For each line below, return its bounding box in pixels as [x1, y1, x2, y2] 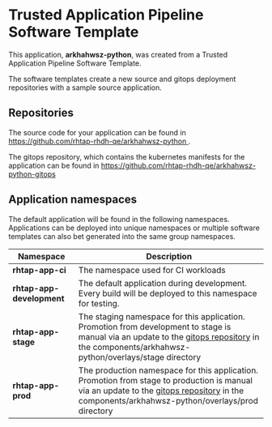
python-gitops [8, 169, 57, 179]
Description [145, 250, 193, 262]
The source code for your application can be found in [8, 127, 186, 137]
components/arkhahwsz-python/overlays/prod [78, 395, 259, 406]
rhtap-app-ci [12, 264, 66, 275]
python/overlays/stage [78, 351, 164, 362]
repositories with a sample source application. [8, 83, 162, 92]
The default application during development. [78, 277, 247, 288]
